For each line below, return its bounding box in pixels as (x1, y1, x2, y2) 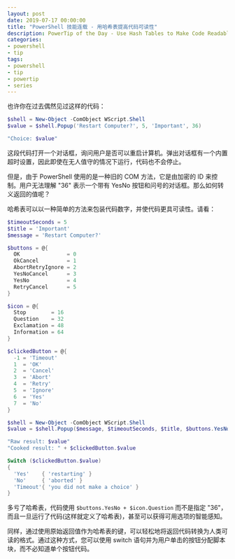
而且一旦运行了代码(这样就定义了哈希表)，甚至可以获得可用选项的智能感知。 (7, 512, 227, 520)
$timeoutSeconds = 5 (7, 219, 68, 226)
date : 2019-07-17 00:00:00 (7, 17, 86, 24)
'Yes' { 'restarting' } (13, 470, 92, 477)
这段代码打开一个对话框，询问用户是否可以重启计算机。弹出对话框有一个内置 (7, 149, 228, 157)
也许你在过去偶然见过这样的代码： (7, 102, 106, 111)
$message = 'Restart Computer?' (7, 232, 101, 239)
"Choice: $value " (7, 135, 58, 142)
